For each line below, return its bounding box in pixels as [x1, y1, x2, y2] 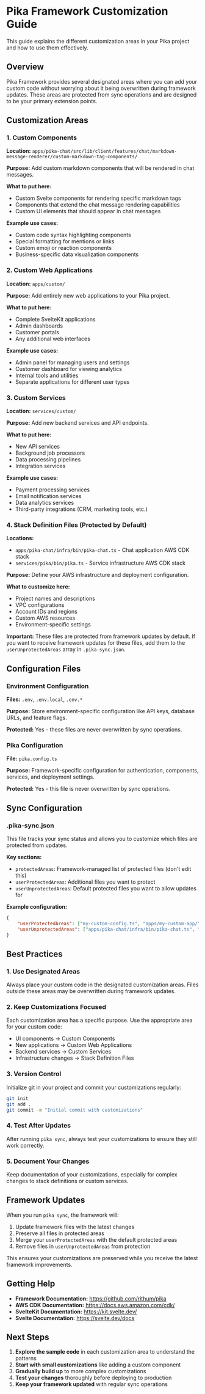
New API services [15, 443, 60, 450]
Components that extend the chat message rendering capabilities [15, 201, 180, 208]
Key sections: [6, 854, 42, 860]
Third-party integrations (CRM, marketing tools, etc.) [15, 505, 148, 513]
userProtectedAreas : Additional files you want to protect [15, 878, 156, 886]
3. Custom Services [6, 393, 66, 402]
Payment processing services [15, 486, 90, 493]
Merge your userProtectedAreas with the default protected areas [15, 1236, 178, 1243]
